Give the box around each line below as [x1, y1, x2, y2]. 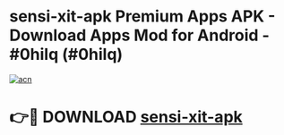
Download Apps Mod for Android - [9, 25, 271, 46]
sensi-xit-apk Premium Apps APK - [9, 6, 276, 27]
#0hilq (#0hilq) [9, 45, 124, 64]
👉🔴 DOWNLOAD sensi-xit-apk [9, 107, 244, 127]
